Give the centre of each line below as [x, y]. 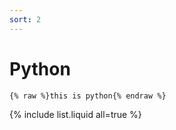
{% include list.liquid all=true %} [75, 114]
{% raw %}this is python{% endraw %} [88, 96]
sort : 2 [25, 19]
